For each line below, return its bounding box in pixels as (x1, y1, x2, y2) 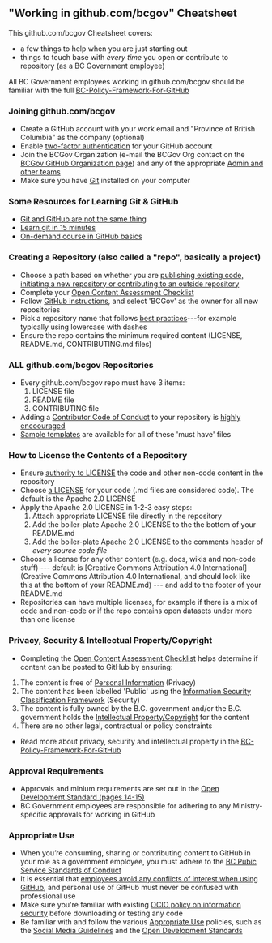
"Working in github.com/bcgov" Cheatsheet (8, 6, 237, 20)
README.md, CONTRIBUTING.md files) (19, 339, 152, 349)
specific (19, 809, 47, 819)
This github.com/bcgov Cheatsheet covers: (8, 28, 153, 37)
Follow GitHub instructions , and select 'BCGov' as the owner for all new (19, 296, 259, 306)
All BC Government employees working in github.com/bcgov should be (8, 76, 245, 86)
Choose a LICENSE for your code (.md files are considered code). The (19, 486, 255, 495)
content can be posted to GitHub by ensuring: (19, 662, 173, 671)
